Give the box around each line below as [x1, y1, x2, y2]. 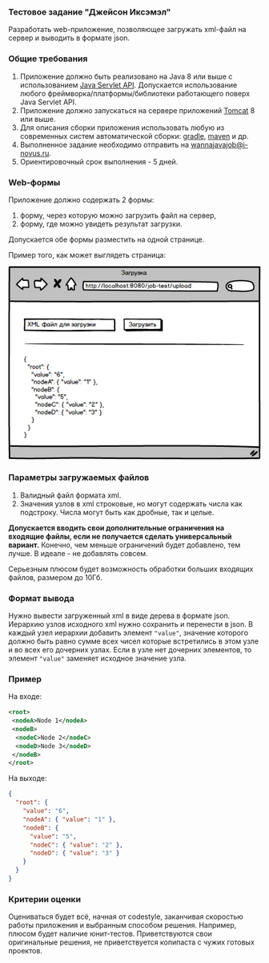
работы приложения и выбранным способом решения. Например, [8, 920, 237, 930]
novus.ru [19, 148, 50, 158]
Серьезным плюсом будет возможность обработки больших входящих [8, 564, 254, 574]
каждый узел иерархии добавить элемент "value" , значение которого [8, 628, 249, 637]
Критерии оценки [8, 893, 82, 904]
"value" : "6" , [22, 807, 70, 815]
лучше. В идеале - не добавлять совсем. [8, 548, 148, 558]
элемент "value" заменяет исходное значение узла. [8, 653, 187, 663]
